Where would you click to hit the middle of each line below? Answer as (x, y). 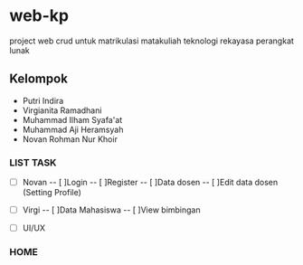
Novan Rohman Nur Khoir (70, 139)
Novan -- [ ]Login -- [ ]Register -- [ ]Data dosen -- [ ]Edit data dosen (150, 183)
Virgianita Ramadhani (62, 110)
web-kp (39, 16)
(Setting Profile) (52, 193)
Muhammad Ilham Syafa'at (72, 119)
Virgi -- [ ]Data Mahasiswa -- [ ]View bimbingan (111, 210)
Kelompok (38, 79)
